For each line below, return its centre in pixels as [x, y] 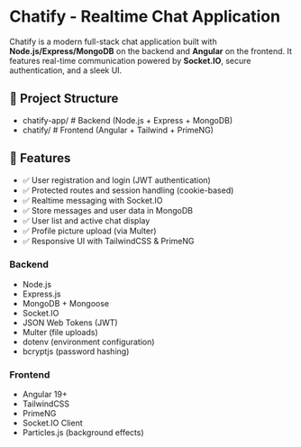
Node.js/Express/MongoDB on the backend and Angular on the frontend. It [151, 50]
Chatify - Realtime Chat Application [145, 17]
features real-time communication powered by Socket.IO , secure [130, 60]
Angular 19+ [45, 395]
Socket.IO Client [52, 423]
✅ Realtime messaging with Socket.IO [92, 200]
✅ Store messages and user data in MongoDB [108, 210]
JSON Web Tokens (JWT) [70, 323]
